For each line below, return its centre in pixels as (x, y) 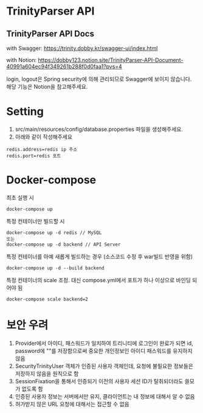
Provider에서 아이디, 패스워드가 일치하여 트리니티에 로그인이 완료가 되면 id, (104, 343)
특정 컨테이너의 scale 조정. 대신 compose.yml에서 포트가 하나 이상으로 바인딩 (99, 280)
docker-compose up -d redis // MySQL (54, 232)
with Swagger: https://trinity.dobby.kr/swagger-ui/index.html (82, 48)
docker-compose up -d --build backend (55, 268)
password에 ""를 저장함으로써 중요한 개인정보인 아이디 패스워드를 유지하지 (104, 350)
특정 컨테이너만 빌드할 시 (36, 221)
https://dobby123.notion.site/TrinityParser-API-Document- (111, 60)
